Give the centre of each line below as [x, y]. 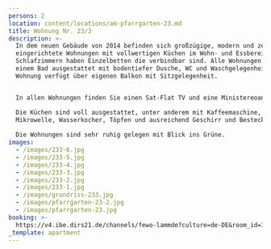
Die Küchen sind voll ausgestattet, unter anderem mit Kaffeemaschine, [139, 112]
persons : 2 [27, 16]
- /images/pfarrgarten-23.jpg [66, 210]
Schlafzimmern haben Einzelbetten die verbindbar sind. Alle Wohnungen [139, 61]
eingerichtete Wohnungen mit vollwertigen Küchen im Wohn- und [124, 53]
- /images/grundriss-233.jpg [65, 195]
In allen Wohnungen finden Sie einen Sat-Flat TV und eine [117, 98]
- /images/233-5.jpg [50, 157]
